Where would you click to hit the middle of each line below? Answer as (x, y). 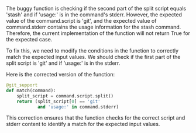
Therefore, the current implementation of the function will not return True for (98, 33)
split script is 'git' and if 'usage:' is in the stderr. (63, 63)
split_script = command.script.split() (65, 96)
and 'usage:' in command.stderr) (78, 107)
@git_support (22, 85)
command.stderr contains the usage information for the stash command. (94, 27)
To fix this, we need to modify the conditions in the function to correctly (92, 51)
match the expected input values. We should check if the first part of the (93, 57)
